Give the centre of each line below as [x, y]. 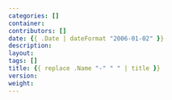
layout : [21, 53]
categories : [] [34, 16]
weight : [21, 83]
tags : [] [23, 61]
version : [23, 76]
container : [27, 23]
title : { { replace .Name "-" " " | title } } [84, 69]
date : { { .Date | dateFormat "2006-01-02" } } [86, 38]
